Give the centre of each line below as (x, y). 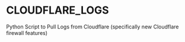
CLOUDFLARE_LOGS (58, 10)
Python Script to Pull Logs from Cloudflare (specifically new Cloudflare (92, 27)
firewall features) (27, 33)
